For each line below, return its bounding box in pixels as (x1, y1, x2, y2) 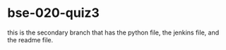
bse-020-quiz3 (7, 5, 100, 21)
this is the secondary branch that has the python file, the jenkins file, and (7, 28, 220, 37)
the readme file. (7, 35, 54, 44)
